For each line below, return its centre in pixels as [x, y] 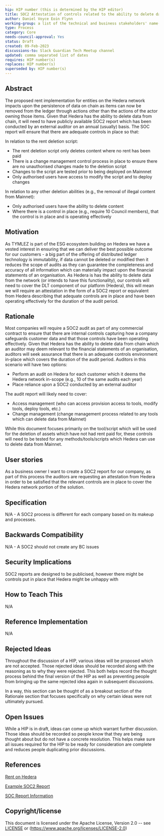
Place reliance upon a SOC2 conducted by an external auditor [74, 385]
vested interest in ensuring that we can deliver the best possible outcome [79, 249]
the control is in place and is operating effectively [62, 217]
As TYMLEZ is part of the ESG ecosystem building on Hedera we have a [77, 244]
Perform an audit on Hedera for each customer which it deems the [79, 374]
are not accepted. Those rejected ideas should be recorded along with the [80, 666]
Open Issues [24, 717]
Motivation [22, 232]
